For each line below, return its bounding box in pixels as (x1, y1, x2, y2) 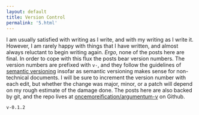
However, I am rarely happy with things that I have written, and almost (6, 42, 179, 49)
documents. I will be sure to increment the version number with (29, 74, 186, 81)
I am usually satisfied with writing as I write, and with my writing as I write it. (6, 36, 194, 43)
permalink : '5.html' (6, 20, 58, 26)
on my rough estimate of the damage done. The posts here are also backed (6, 87, 193, 94)
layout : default (6, 8, 47, 15)
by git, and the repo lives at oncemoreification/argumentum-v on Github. (6, 93, 185, 100)
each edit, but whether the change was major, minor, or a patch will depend (6, 80, 193, 88)
